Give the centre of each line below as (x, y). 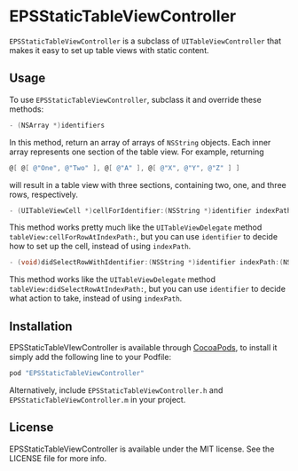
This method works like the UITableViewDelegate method (112, 279)
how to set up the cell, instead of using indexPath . (100, 247)
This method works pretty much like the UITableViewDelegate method (136, 227)
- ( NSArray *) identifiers (57, 125)
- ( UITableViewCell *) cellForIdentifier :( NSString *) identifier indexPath (150, 210)
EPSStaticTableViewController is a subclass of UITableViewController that (145, 41)
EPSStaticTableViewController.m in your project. (98, 399)
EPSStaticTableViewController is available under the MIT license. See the (142, 449)
